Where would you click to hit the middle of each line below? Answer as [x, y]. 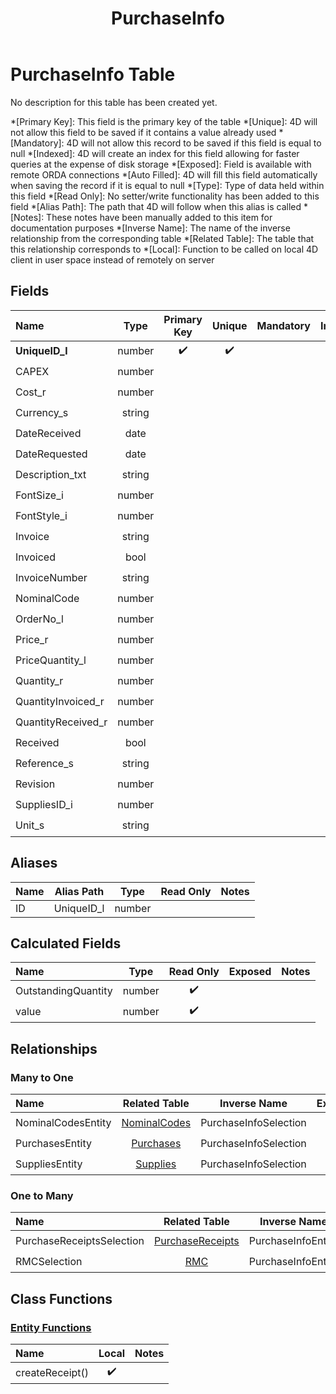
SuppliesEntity [49, 1164]
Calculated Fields [66, 943]
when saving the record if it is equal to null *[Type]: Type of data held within [167, 185]
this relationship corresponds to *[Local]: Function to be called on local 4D [164, 249]
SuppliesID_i [44, 805]
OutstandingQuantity [64, 990]
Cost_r [31, 392]
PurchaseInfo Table [93, 74]
